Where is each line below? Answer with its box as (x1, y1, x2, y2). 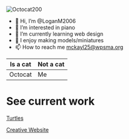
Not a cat (37, 60, 65, 68)
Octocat (9, 70, 32, 79)
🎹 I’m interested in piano (14, 24, 75, 31)
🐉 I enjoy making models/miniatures (14, 37, 104, 44)
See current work (6, 94, 95, 108)
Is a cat (10, 60, 31, 68)
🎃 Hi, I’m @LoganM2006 (14, 18, 77, 24)
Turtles (6, 114, 24, 121)
